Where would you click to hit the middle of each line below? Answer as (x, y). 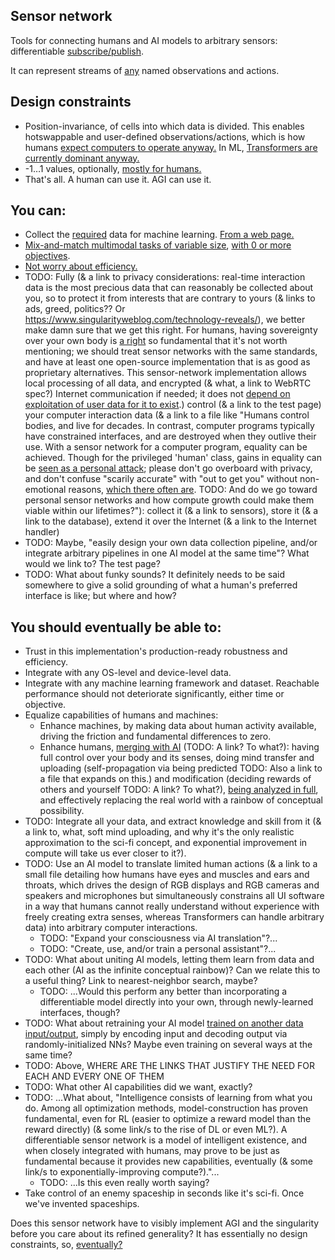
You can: (38, 210)
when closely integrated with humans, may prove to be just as (152, 1151)
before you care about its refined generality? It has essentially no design (159, 1234)
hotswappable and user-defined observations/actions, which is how (165, 136)
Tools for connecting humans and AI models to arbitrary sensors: (144, 40)
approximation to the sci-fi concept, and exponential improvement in (166, 843)
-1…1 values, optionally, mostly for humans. (113, 168)
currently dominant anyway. (82, 158)
